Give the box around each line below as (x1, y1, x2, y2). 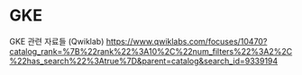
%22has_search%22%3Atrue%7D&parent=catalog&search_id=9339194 (9, 55, 279, 66)
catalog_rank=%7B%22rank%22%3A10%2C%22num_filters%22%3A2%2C (9, 46, 293, 56)
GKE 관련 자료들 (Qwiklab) (9, 36, 105, 46)
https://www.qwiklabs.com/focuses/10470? (105, 36, 268, 46)
